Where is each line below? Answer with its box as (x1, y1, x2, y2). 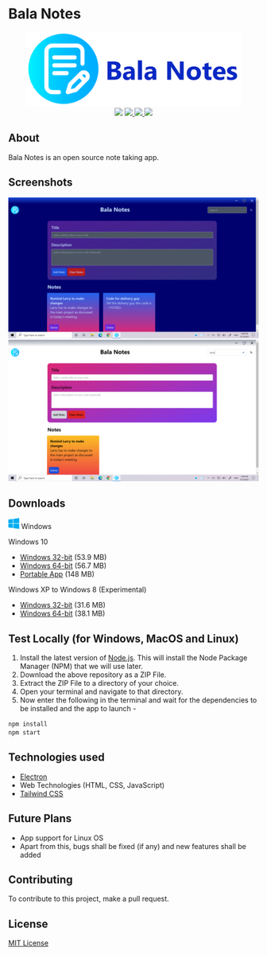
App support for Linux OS (19, 833, 104, 843)
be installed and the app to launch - (19, 704, 137, 714)
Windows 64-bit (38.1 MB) (19, 609, 106, 618)
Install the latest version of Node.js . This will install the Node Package (19, 653, 248, 663)
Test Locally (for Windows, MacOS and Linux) (8, 632, 239, 645)
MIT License (8, 938, 49, 948)
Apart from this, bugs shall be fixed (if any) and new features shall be (19, 841, 246, 851)
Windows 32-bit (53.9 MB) (19, 553, 107, 562)
